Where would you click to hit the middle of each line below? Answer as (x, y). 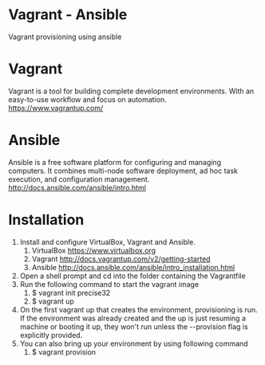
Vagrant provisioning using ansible (65, 37)
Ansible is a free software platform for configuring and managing (115, 162)
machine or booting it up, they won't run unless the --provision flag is (134, 326)
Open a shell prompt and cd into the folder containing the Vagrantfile (132, 276)
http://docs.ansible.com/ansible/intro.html (77, 187)
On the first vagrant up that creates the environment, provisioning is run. (138, 309)
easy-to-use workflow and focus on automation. (88, 99)
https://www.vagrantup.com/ (56, 108)
